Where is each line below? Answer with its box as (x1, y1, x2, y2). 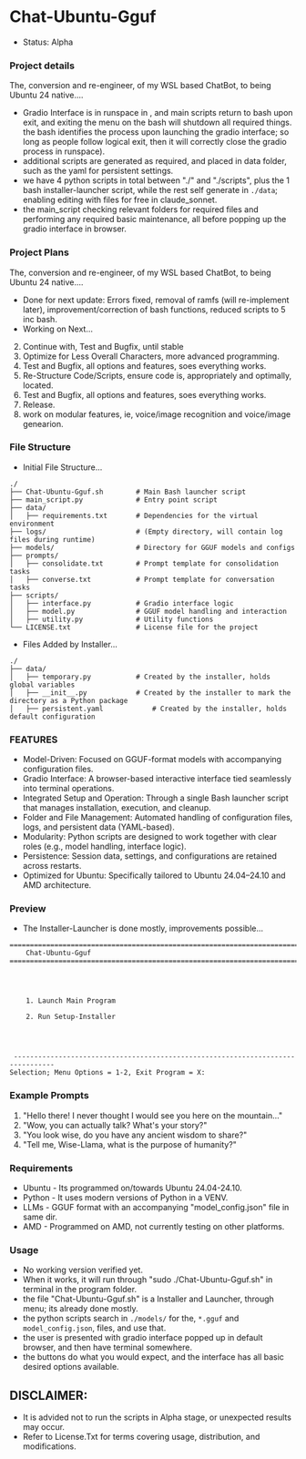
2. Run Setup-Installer (25, 1013, 117, 1022)
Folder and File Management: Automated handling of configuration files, (22, 812, 293, 823)
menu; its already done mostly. (22, 1303, 138, 1314)
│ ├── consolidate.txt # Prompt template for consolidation (9, 558, 280, 568)
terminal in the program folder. (22, 1284, 138, 1295)
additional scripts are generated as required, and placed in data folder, (22, 156, 287, 167)
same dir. (22, 1211, 57, 1222)
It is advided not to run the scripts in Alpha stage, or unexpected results (22, 1412, 291, 1423)
